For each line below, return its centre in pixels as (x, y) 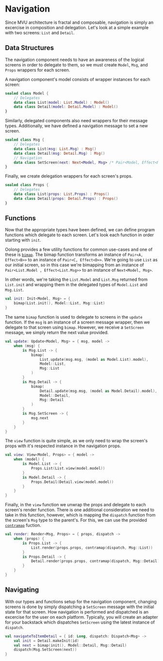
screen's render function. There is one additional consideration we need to (80, 510)
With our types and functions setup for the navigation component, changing (81, 601)
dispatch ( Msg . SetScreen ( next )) (45, 650)
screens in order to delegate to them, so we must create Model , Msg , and (76, 64)
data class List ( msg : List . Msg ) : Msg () (55, 149)
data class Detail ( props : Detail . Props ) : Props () (66, 198)
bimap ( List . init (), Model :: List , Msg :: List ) (59, 303)
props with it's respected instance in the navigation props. (63, 446)
